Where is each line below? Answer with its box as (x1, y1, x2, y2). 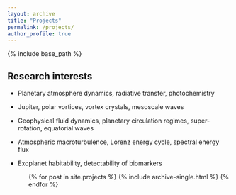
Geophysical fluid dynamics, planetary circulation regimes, (17, 116, 189, 125)
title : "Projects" (7, 17, 62, 24)
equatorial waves (43, 124, 94, 133)
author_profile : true (7, 30, 72, 38)
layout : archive (7, 10, 55, 18)
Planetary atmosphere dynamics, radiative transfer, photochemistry (17, 89, 215, 98)
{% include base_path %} (7, 50, 82, 58)
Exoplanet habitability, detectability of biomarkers (17, 159, 163, 167)
